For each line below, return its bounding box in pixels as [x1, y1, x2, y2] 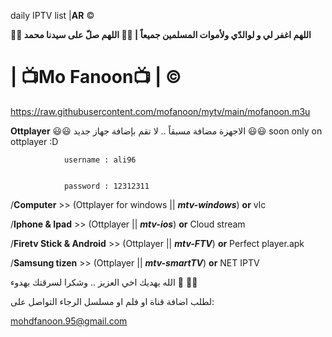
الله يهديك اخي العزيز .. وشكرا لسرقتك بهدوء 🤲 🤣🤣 [10, 276, 198, 288]
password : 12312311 [63, 181, 150, 191]
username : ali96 [63, 155, 137, 165]
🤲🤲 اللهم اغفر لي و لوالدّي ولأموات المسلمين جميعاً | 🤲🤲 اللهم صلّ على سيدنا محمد [10, 29, 312, 40]
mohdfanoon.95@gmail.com [10, 315, 128, 327]
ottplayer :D [10, 135, 59, 147]
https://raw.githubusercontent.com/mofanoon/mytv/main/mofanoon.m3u [10, 105, 311, 117]
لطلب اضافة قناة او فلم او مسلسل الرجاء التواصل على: [10, 295, 215, 307]
